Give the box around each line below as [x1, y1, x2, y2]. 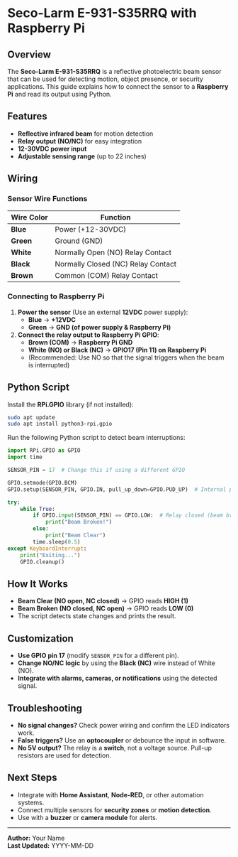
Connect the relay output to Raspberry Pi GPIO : [17, 330, 159, 339]
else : [33, 525, 50, 532]
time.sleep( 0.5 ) [33, 538, 81, 545]
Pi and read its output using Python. [7, 90, 112, 98]
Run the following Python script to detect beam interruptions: [7, 433, 186, 442]
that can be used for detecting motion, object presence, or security [7, 75, 203, 83]
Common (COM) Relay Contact [55, 270, 158, 280]
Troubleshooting [7, 702, 83, 714]
